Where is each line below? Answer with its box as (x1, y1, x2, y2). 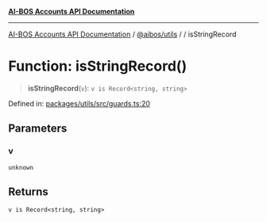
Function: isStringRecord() (8, 57, 188, 75)
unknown (8, 163, 34, 171)
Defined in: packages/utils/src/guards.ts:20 (8, 98, 151, 108)
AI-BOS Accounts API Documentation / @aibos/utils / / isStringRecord (8, 29, 237, 39)
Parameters (8, 122, 68, 136)
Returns (8, 186, 49, 199)
